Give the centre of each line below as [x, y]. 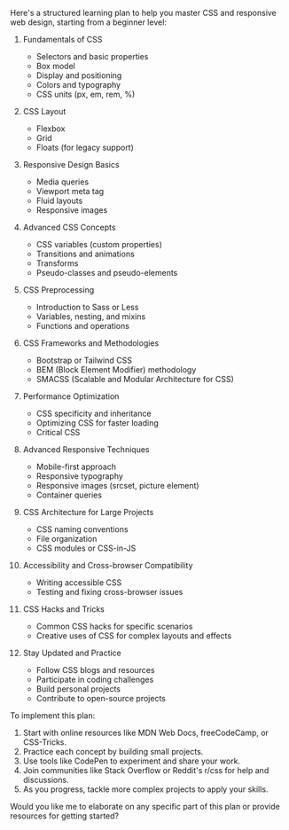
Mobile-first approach [76, 466]
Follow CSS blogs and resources [95, 670]
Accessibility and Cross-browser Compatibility [108, 565]
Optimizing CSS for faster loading [97, 423]
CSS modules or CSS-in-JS [86, 548]
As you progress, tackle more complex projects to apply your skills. [145, 789]
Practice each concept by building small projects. [113, 752]
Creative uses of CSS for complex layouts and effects [134, 636]
